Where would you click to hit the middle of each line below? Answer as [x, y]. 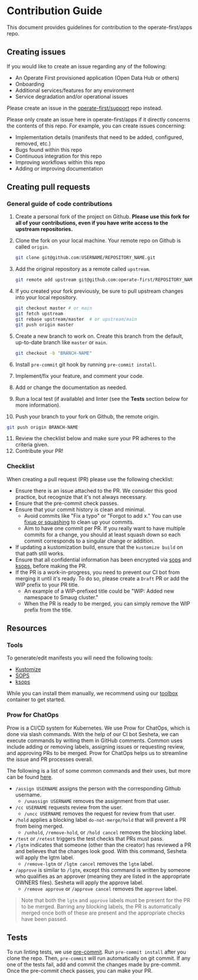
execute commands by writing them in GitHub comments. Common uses [95, 740]
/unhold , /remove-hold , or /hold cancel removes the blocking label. [105, 832]
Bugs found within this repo [49, 149]
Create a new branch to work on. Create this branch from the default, [99, 336]
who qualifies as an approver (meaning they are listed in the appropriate [103, 876]
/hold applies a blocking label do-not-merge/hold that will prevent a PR [100, 819]
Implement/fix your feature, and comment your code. [80, 375]
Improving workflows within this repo [60, 162]
